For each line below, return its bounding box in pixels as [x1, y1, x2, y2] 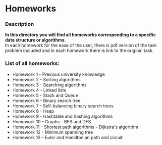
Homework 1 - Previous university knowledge [12, 71, 105, 77]
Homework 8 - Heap [12, 108, 54, 114]
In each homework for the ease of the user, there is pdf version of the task [5, 43, 157, 48]
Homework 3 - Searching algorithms [12, 82, 87, 88]
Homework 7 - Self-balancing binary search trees [12, 102, 114, 109]
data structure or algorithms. [5, 37, 66, 43]
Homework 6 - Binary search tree [12, 97, 81, 103]
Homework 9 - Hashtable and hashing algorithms [12, 113, 113, 119]
